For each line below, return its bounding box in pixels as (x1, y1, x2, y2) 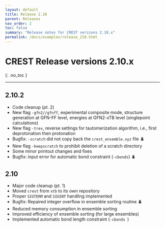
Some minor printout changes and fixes (12, 148, 92, 154)
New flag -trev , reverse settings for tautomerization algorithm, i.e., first (12, 125, 157, 131)
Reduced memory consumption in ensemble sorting (12, 206, 117, 212)
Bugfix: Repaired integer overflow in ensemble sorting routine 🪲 (12, 199, 142, 205)
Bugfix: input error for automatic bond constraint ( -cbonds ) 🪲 (12, 154, 136, 160)
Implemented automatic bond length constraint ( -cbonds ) (12, 216, 129, 222)
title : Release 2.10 (5, 12, 48, 17)
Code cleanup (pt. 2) (12, 104, 55, 110)
